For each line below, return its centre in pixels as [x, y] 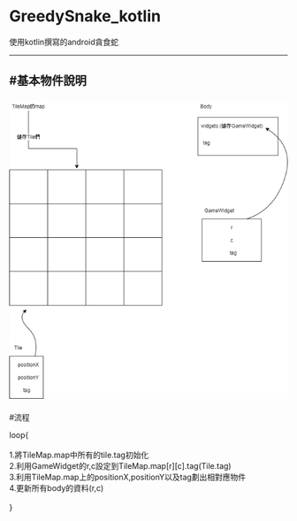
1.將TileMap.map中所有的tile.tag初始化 [79, 455]
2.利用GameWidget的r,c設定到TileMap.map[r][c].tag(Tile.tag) [120, 465]
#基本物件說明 [48, 81]
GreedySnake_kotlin [85, 16]
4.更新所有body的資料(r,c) [57, 487]
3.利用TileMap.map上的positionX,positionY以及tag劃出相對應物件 [128, 477]
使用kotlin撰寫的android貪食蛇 [64, 42]
